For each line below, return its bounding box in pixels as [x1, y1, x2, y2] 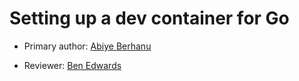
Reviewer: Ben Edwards [23, 59, 122, 71]
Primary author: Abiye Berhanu [23, 40, 152, 52]
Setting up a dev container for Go [9, 7, 290, 30]
